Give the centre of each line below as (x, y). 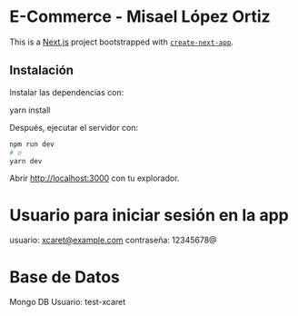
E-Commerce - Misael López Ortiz (140, 17)
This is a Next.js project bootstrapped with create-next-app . (122, 42)
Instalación (42, 70)
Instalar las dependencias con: (67, 92)
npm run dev (32, 144)
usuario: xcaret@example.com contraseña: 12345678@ (113, 240)
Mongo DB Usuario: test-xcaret (68, 302)
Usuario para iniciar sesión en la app (149, 215)
